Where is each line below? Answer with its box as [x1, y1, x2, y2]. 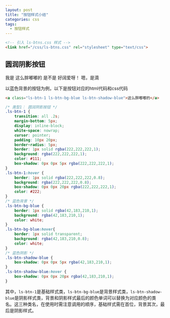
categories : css [5, 17, 39, 22]
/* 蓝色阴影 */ [5, 250, 34, 256]
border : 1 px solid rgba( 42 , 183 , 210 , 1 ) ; [14, 208, 99, 213]
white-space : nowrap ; [14, 128, 60, 133]
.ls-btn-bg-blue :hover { [5, 227, 56, 232]
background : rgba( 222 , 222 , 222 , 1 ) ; [14, 151, 87, 157]
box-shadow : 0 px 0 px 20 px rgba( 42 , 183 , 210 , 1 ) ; [14, 274, 114, 279]
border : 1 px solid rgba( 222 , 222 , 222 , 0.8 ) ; [14, 175, 105, 180]
